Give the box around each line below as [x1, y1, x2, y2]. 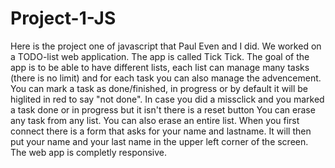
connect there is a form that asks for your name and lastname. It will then [10, 125, 312, 137]
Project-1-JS [10, 7, 117, 30]
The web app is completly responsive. [10, 146, 167, 158]
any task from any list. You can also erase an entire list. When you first [10, 114, 300, 126]
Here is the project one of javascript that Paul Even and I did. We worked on [10, 40, 322, 52]
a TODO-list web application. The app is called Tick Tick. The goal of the [10, 50, 310, 62]
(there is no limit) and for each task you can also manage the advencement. [10, 72, 322, 84]
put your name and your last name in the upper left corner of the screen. [10, 135, 309, 147]
